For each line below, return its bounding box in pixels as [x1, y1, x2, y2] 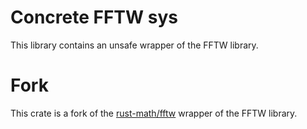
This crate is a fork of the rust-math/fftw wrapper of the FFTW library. [10, 107, 298, 119]
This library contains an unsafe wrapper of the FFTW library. [10, 39, 259, 51]
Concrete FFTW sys [10, 6, 178, 29]
